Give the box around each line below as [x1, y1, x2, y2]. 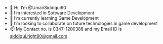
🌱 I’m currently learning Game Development [9, 15, 99, 21]
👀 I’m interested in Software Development [9, 10, 95, 16]
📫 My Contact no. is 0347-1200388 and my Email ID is [9, 26, 122, 32]
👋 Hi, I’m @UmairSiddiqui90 [9, 5, 67, 10]
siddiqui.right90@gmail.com [9, 33, 68, 39]
